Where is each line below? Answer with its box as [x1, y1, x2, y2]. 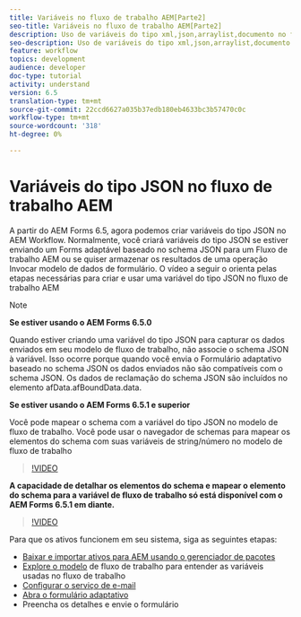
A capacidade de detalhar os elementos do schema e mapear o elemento [9, 480, 287, 491]
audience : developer [9, 64, 87, 73]
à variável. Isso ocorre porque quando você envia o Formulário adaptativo [9, 353, 282, 364]
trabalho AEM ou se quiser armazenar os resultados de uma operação [9, 253, 269, 265]
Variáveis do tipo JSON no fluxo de [9, 177, 273, 197]
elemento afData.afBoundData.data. [9, 382, 142, 393]
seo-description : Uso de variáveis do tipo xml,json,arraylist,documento [9, 38, 291, 48]
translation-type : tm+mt [9, 96, 102, 106]
